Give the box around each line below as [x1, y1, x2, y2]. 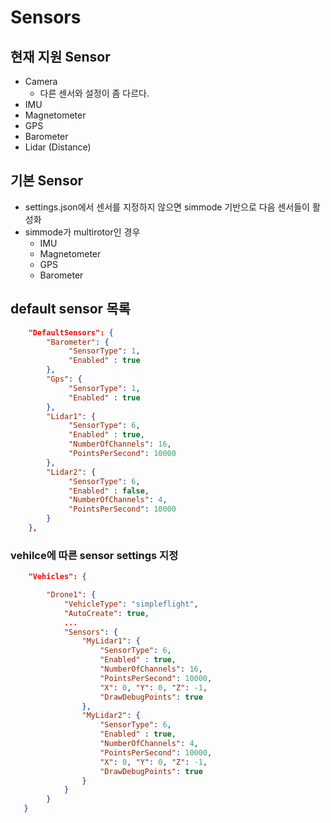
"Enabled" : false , [68, 486, 150, 496]
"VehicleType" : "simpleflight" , [63, 599, 199, 609]
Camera [24, 76, 58, 87]
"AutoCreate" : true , [63, 608, 150, 618]
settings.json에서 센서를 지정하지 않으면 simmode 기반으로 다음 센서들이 [24, 201, 310, 213]
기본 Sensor [10, 172, 84, 190]
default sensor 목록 [10, 301, 131, 318]
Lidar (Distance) [24, 141, 92, 153]
